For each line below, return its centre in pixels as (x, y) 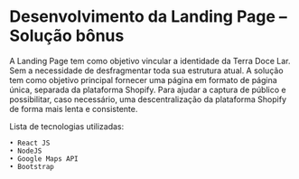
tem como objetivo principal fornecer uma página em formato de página (143, 80)
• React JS (30, 143)
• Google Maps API (44, 159)
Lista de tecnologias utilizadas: (67, 126)
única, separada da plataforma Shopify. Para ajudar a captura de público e (148, 89)
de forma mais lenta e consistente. (74, 108)
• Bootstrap (32, 166)
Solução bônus (67, 36)
